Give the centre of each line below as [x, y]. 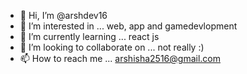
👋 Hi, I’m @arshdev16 [63, 15]
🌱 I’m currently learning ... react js [89, 36]
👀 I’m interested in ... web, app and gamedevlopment [128, 26]
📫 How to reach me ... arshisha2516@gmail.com [120, 58]
